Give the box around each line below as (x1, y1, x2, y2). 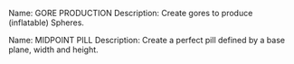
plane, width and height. (8, 44, 99, 55)
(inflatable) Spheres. (8, 17, 85, 28)
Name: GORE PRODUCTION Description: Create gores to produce (8, 8, 253, 18)
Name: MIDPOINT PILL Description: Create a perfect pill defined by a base (8, 35, 286, 45)
